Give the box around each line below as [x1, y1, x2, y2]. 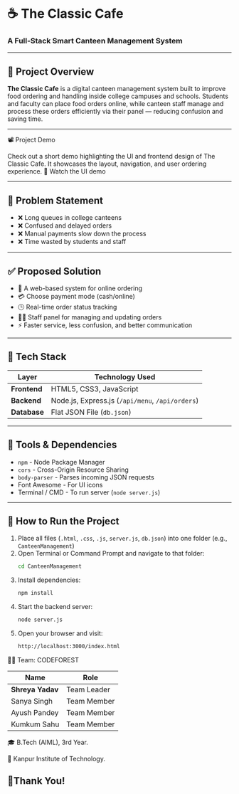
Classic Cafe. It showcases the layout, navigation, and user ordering [7, 159, 207, 168]
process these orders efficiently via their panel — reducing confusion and [7, 107, 223, 116]
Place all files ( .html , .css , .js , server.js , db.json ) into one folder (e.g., [17, 534, 228, 543]
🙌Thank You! [7, 775, 65, 787]
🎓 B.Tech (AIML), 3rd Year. [7, 738, 89, 746]
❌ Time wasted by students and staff [17, 238, 127, 246]
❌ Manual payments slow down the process [17, 229, 147, 238]
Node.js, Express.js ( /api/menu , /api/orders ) [51, 396, 199, 406]
